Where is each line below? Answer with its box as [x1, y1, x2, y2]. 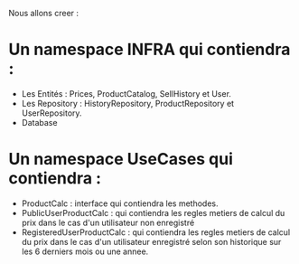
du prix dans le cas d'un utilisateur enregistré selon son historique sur [21, 236, 282, 247]
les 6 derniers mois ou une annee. [21, 246, 149, 257]
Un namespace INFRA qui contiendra [8, 40, 291, 60]
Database [21, 117, 58, 127]
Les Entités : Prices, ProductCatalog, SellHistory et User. [21, 88, 232, 99]
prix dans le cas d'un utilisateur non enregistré [21, 217, 195, 228]
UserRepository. [21, 108, 82, 118]
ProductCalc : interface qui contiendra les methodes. [21, 198, 219, 209]
